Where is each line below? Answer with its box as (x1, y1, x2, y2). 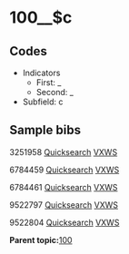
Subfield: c (22, 96, 64, 107)
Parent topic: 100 (9, 234, 73, 245)
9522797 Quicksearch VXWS (9, 199, 118, 210)
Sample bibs (9, 122, 82, 138)
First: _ (35, 77, 62, 88)
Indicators (22, 67, 61, 78)
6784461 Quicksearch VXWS (9, 181, 118, 192)
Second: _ (35, 87, 74, 97)
